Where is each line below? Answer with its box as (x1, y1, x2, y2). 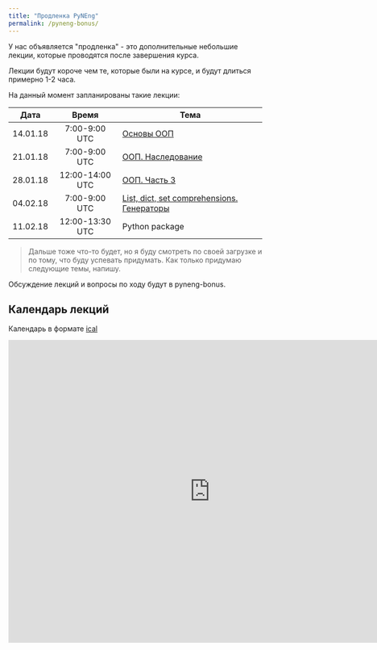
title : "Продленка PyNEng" (8, 11, 99, 20)
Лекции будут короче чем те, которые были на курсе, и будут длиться (8, 65, 251, 75)
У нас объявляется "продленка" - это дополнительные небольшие (8, 41, 238, 51)
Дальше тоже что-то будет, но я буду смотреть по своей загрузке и (27, 246, 263, 256)
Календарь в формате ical (8, 324, 98, 333)
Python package (122, 220, 184, 232)
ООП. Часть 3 (122, 174, 176, 186)
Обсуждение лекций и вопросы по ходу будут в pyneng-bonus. (8, 279, 226, 289)
